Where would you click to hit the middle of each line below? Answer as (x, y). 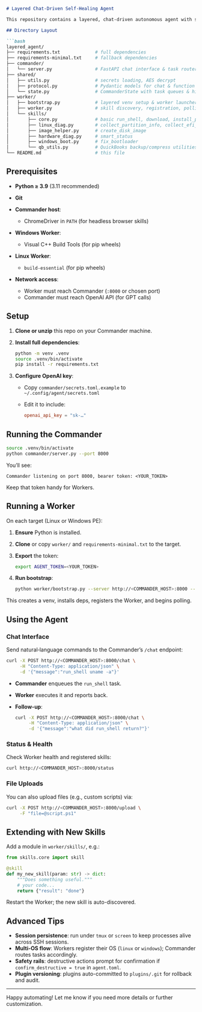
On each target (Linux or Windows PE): (54, 520)
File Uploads (25, 784)
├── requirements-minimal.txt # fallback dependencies (82, 58)
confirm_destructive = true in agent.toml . (68, 968)
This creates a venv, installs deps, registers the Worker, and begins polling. (99, 600)
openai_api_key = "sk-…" (55, 416)
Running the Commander (54, 434)
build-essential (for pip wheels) (64, 267)
